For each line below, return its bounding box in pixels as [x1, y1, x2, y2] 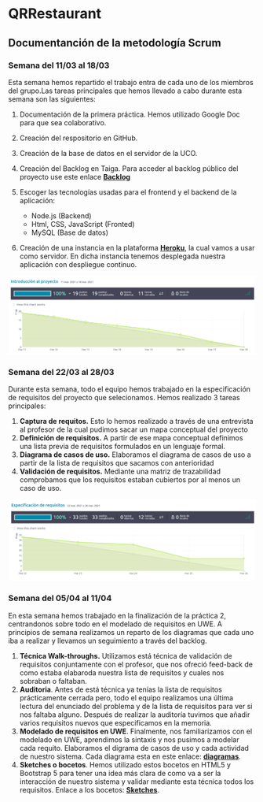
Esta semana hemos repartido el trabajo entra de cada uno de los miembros [8, 77, 254, 87]
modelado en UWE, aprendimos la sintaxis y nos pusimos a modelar [19, 734, 239, 744]
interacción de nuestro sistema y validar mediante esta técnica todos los [19, 777, 254, 786]
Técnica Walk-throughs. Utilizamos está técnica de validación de [19, 651, 233, 660]
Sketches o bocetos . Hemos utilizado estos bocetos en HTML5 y [19, 759, 232, 769]
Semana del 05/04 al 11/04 [8, 592, 112, 603]
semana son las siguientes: [8, 94, 96, 103]
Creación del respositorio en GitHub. [19, 133, 138, 143]
